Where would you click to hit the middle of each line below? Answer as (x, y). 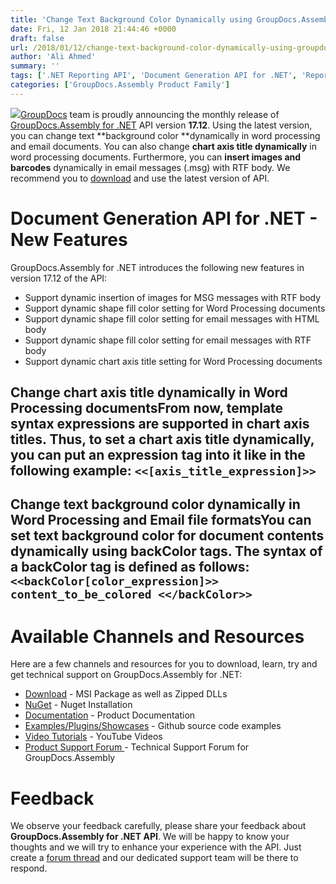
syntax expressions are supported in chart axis (160, 424)
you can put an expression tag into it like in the (158, 455)
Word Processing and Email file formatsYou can (161, 520)
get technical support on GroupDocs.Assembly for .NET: (126, 675)
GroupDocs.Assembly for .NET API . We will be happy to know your (150, 837)
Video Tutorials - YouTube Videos (93, 737)
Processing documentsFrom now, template (147, 408)
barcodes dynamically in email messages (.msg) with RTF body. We (150, 167)
